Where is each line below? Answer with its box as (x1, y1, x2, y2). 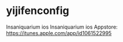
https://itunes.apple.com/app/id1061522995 (6, 29, 112, 36)
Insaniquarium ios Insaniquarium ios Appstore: (6, 23, 118, 30)
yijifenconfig (6, 4, 70, 17)
